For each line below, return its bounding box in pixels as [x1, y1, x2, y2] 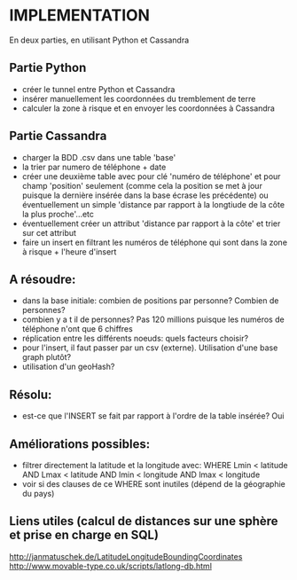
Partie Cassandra [9, 129, 107, 144]
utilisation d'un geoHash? [21, 361, 115, 372]
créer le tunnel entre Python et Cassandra [21, 83, 176, 94]
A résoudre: [9, 271, 76, 286]
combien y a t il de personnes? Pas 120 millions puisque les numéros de [21, 314, 285, 325]
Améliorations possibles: [9, 436, 151, 451]
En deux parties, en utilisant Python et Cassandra [9, 35, 190, 45]
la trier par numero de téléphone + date [21, 161, 167, 172]
